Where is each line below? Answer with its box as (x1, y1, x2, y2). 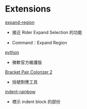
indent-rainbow (5, 89, 36, 94)
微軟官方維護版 (12, 59, 42, 65)
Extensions (5, 3, 51, 15)
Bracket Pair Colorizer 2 (5, 69, 53, 75)
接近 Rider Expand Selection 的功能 (12, 29, 82, 35)
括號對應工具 (12, 79, 38, 85)
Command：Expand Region (12, 40, 67, 46)
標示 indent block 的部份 (12, 98, 60, 105)
